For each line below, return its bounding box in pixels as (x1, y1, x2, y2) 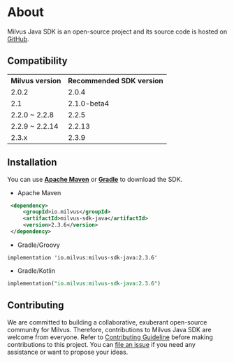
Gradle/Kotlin (17, 266, 56, 275)
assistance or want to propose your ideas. (7, 348, 129, 356)
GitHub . (7, 34, 29, 43)
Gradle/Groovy (17, 241, 61, 249)
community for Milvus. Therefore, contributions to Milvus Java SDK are (7, 325, 212, 334)
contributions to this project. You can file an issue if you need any (7, 340, 196, 348)
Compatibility (7, 55, 68, 67)
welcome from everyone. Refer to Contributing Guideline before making (7, 333, 213, 341)
